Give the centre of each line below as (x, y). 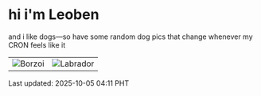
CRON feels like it (37, 44)
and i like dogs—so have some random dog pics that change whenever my (130, 36)
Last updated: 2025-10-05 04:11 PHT (69, 83)
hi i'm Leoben (54, 15)
